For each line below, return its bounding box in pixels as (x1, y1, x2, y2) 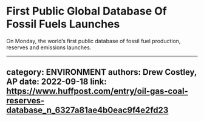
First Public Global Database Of (6, 4, 167, 18)
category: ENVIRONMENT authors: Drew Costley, (6, 67, 197, 77)
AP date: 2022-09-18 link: (6, 77, 107, 87)
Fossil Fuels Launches (6, 17, 120, 31)
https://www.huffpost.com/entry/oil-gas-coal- (6, 86, 188, 97)
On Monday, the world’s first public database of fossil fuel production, (6, 37, 181, 44)
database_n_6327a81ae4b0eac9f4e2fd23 (6, 105, 169, 116)
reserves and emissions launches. (6, 44, 92, 51)
